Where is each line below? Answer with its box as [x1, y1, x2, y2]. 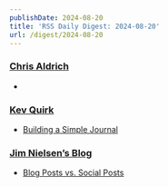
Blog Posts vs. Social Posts [22, 167, 124, 178]
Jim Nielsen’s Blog [9, 146, 93, 159]
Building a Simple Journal [22, 123, 118, 134]
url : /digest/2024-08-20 [9, 30, 104, 39]
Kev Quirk [9, 103, 54, 116]
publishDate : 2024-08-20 [9, 13, 104, 23]
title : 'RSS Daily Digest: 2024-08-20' [9, 22, 161, 31]
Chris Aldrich [9, 60, 70, 73]
